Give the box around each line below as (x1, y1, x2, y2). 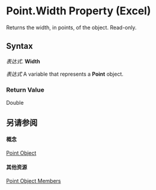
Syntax (6, 41, 33, 51)
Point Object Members (6, 177, 61, 184)
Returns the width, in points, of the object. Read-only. (6, 24, 137, 31)
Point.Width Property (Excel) (6, 4, 151, 18)
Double (6, 99, 24, 107)
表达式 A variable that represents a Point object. (6, 70, 123, 77)
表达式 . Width (6, 58, 40, 65)
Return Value (6, 85, 44, 94)
